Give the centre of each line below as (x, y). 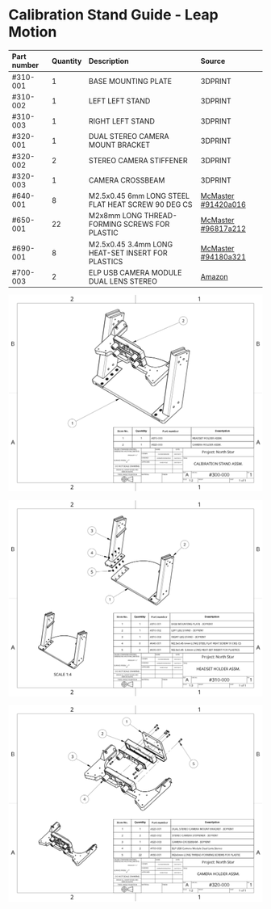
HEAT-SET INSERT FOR (128, 253)
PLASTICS (106, 261)
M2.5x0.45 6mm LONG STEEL (139, 196)
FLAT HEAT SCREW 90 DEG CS (140, 204)
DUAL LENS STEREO (123, 281)
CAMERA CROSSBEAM (127, 180)
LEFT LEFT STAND (119, 101)
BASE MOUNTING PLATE (130, 82)
